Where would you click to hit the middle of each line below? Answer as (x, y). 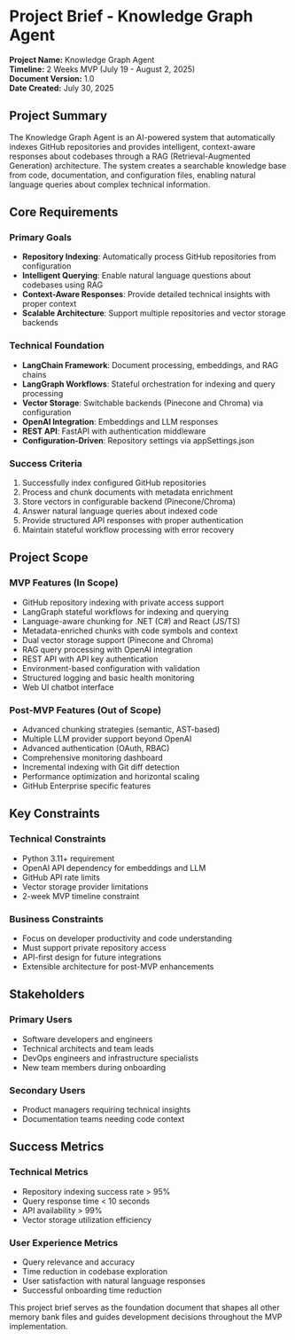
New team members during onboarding (94, 1067)
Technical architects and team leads (88, 1048)
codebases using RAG (62, 285)
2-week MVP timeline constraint (81, 896)
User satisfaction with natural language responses (113, 1281)
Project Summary (58, 116)
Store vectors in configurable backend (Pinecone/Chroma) (129, 502)
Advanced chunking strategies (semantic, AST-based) (121, 730)
